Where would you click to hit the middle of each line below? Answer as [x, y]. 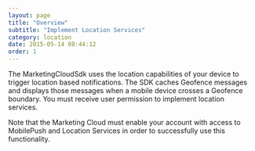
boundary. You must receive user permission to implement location [117, 99]
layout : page [29, 15]
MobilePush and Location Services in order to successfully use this [117, 131]
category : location [40, 37]
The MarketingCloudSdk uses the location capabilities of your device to [124, 74]
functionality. [29, 139]
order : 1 [22, 52]
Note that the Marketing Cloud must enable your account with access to [124, 122]
